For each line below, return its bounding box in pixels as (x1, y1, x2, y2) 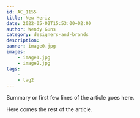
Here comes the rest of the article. (6, 106, 93, 113)
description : (6, 37, 40, 43)
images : (6, 49, 26, 55)
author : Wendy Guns (6, 26, 56, 32)
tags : (6, 65, 20, 72)
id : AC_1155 (6, 9, 37, 15)
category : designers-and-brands (6, 32, 89, 38)
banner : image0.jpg (6, 43, 56, 50)
